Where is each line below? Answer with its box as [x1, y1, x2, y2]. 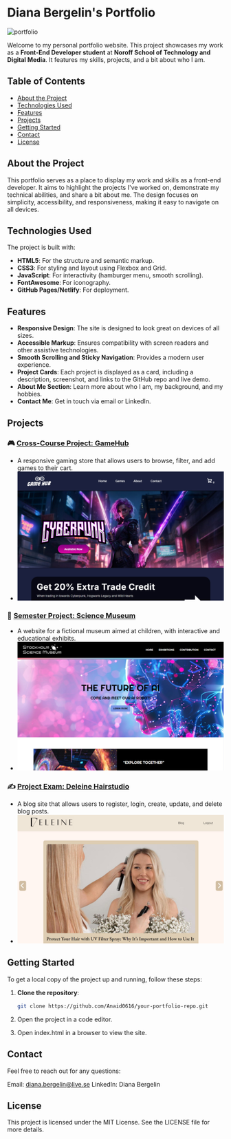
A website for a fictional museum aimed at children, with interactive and [16, 626, 220, 635]
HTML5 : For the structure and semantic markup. [16, 257, 155, 265]
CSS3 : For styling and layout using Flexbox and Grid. [16, 264, 167, 273]
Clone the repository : [16, 988, 80, 997]
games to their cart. [16, 463, 74, 472]
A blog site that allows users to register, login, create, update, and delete [16, 800, 223, 808]
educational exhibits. [16, 634, 76, 642]
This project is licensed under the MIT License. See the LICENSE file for [7, 1118, 210, 1127]
